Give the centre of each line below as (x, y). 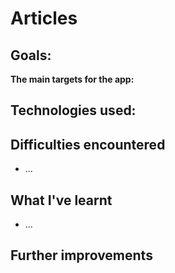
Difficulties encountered (88, 144)
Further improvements (81, 255)
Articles (44, 18)
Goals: (31, 55)
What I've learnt (61, 200)
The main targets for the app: (72, 79)
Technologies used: (73, 110)
